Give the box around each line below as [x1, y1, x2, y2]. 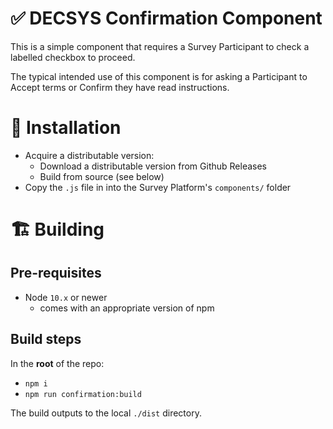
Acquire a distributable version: [24, 149, 155, 161]
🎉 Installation [10, 117, 122, 139]
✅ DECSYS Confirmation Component [10, 7, 323, 30]
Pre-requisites [10, 265, 102, 282]
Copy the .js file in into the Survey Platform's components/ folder [24, 181, 292, 193]
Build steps [10, 331, 82, 348]
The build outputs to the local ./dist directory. [10, 407, 202, 419]
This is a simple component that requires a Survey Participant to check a [10, 40, 310, 52]
